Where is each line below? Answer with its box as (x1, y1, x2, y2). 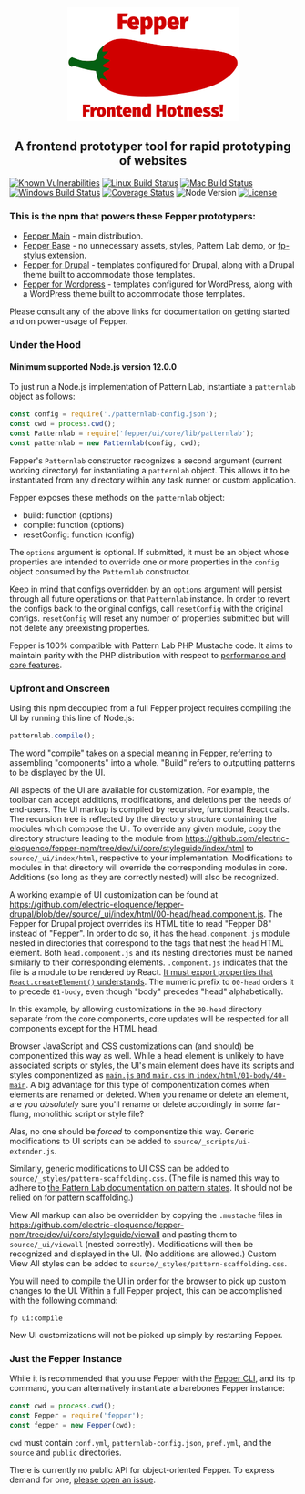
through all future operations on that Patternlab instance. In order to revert (9, 593, 290, 604)
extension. (46, 249, 87, 261)
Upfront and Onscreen (9, 682, 111, 695)
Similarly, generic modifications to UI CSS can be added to (9, 1163, 229, 1174)
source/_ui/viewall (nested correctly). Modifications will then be (9, 1238, 253, 1249)
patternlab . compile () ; (9, 731, 96, 740)
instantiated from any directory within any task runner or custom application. (9, 474, 297, 485)
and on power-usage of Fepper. (9, 316, 128, 327)
